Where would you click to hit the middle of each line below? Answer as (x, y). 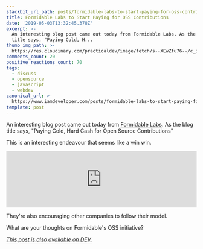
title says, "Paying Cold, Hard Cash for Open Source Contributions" (90, 131)
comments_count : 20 (31, 57)
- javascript (28, 85)
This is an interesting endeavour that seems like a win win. (79, 142)
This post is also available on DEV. (49, 239)
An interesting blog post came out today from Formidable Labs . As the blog (100, 124)
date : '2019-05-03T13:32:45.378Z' (50, 23)
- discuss (24, 74)
